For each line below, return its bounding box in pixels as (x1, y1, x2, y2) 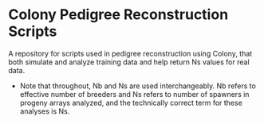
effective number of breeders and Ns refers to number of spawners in (19, 89, 250, 99)
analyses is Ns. (19, 106, 70, 116)
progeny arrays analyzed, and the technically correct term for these (19, 98, 243, 107)
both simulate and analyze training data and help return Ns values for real (8, 57, 250, 67)
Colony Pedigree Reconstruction (8, 6, 229, 24)
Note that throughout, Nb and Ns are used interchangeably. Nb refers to (19, 81, 257, 91)
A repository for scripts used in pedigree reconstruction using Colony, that (8, 48, 253, 58)
